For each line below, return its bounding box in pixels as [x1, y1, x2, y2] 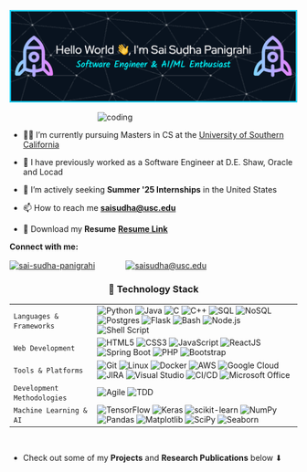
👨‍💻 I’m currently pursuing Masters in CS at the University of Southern [22, 130, 285, 141]
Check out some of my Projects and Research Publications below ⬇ [22, 452, 283, 463]
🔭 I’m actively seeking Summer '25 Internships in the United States [22, 184, 277, 195]
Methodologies [13, 393, 68, 403]
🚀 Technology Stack [108, 283, 199, 296]
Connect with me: [9, 241, 79, 252]
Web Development [13, 343, 76, 352]
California [22, 139, 59, 151]
